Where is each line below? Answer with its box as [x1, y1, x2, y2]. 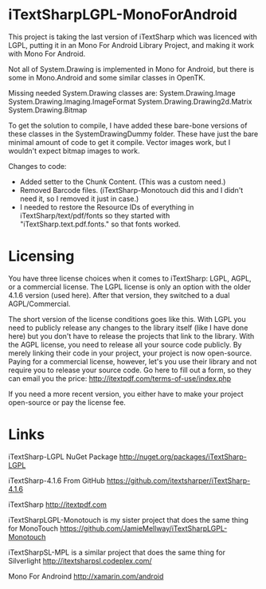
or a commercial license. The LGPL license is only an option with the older [8, 281, 251, 292]
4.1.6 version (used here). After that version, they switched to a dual [8, 290, 230, 300]
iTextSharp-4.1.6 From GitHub [8, 476, 105, 485]
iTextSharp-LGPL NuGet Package [8, 452, 118, 461]
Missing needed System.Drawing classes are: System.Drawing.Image [8, 88, 237, 97]
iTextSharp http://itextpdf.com [8, 500, 108, 509]
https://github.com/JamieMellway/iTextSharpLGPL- [59, 524, 228, 533]
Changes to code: [8, 161, 67, 171]
